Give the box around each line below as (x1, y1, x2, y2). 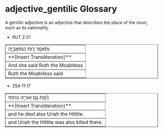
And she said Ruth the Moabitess (8, 62, 83, 69)
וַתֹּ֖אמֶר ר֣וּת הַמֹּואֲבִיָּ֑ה (8, 45, 50, 52)
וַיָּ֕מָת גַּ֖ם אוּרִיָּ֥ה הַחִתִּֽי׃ (8, 94, 49, 101)
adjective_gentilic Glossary (5, 3, 117, 15)
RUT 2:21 (12, 34, 31, 40)
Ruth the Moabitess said (8, 70, 63, 76)
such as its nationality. (5, 24, 49, 30)
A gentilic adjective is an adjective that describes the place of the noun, (5, 19, 148, 25)
